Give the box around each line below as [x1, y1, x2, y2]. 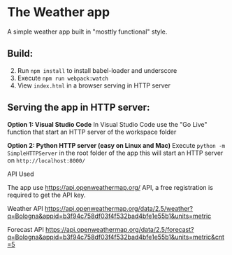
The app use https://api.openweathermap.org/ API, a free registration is [7, 183, 213, 191]
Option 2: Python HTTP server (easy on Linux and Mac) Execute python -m [7, 141, 226, 149]
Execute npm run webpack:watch [17, 74, 108, 82]
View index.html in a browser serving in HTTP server [17, 81, 171, 90]
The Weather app [7, 4, 110, 20]
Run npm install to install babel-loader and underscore [17, 66, 177, 74]
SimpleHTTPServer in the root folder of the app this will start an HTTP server [7, 149, 224, 157]
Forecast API [7, 225, 44, 233]
